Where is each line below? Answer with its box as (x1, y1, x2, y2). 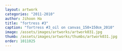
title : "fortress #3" (5, 20, 49, 26)
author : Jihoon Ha (5, 16, 42, 21)
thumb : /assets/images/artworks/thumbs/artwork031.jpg (5, 34, 118, 39)
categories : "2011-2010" (5, 12, 55, 17)
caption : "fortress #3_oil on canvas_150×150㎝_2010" (5, 25, 115, 30)
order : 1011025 (5, 39, 36, 44)
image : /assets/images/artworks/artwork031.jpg (5, 30, 103, 34)
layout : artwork (5, 7, 38, 12)
